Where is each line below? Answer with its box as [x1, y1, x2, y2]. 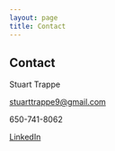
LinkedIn [9, 132, 41, 143]
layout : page [9, 13, 58, 23]
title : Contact [9, 22, 66, 31]
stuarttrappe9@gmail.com [9, 97, 106, 108]
